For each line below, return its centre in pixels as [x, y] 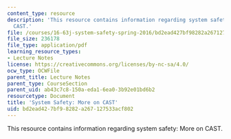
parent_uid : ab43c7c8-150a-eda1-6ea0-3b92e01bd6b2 [81, 90]
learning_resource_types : [44, 52]
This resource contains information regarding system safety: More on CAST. [115, 128]
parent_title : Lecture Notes [49, 77]
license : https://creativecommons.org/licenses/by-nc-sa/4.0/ [98, 64]
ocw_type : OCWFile [33, 71]
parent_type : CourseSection [47, 84]
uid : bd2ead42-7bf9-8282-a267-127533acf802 [70, 109]
